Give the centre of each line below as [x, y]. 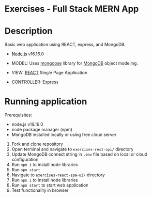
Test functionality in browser [40, 190]
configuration [25, 160]
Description [29, 31]
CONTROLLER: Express [35, 82]
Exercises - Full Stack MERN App [72, 9]
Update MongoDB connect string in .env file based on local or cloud [79, 154]
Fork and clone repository [37, 144]
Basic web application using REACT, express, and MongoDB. [65, 45]
